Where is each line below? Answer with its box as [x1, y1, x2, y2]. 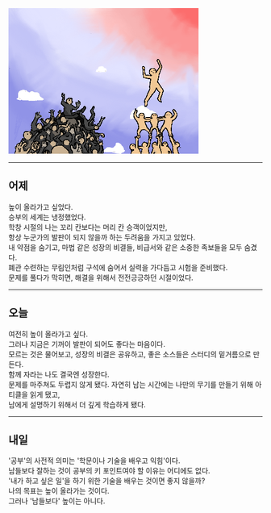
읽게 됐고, [29, 390, 60, 399]
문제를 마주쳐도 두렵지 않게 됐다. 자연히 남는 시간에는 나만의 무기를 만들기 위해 [8, 379, 254, 389]
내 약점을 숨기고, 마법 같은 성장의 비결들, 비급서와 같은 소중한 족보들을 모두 [8, 242, 243, 252]
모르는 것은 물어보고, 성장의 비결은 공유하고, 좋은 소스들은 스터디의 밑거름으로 [8, 349, 252, 359]
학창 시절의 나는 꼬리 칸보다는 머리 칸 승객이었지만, [8, 222, 168, 231]
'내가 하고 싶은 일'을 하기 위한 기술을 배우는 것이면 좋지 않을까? [8, 476, 206, 486]
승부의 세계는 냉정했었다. [8, 212, 86, 222]
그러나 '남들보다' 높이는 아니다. [8, 496, 106, 506]
